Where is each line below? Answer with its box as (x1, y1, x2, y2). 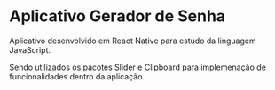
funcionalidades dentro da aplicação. (9, 71, 145, 81)
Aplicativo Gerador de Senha (9, 6, 226, 26)
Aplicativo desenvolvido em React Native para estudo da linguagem (9, 35, 256, 46)
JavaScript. (9, 44, 51, 55)
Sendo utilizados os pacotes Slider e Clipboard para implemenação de (9, 62, 266, 72)
